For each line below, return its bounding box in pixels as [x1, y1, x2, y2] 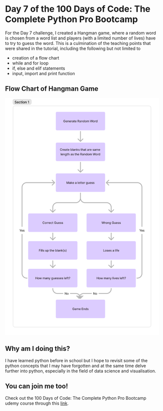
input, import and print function [12, 70, 75, 76]
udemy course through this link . [5, 400, 69, 406]
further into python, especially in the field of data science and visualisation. [5, 368, 156, 374]
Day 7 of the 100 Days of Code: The [5, 3, 150, 15]
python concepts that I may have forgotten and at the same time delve [5, 363, 146, 369]
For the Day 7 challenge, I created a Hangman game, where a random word [5, 30, 156, 36]
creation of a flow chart [12, 55, 60, 61]
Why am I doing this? [5, 345, 70, 353]
